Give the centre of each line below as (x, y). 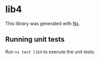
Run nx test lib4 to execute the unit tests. (50, 51)
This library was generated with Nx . (43, 23)
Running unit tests (35, 39)
